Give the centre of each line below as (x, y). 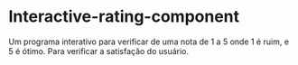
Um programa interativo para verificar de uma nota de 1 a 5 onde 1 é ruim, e (149, 42)
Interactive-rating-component (124, 17)
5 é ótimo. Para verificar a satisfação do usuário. (99, 51)
